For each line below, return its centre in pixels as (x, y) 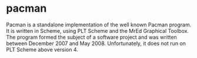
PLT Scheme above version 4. (42, 49)
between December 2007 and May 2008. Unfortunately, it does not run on (96, 43)
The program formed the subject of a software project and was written (92, 37)
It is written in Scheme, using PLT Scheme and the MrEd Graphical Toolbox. (98, 30)
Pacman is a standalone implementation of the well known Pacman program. (99, 25)
